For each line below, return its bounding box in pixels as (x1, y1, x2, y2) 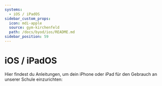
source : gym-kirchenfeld (9, 25, 60, 30)
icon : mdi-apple (9, 20, 42, 26)
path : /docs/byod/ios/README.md (9, 30, 75, 34)
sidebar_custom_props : (4, 16, 51, 21)
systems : (4, 7, 23, 12)
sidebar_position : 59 (4, 34, 49, 39)
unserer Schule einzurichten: (4, 76, 63, 82)
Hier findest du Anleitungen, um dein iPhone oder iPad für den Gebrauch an (4, 71, 158, 77)
